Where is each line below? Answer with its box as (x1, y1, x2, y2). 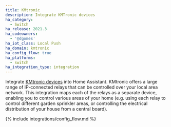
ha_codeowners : (5, 31, 38, 36)
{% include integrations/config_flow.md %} (5, 116, 97, 122)
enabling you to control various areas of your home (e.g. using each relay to (5, 95, 166, 101)
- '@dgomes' (10, 36, 36, 41)
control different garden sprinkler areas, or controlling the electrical (5, 100, 148, 107)
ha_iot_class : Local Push (5, 41, 61, 46)
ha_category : (5, 17, 33, 22)
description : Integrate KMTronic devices (5, 12, 96, 17)
